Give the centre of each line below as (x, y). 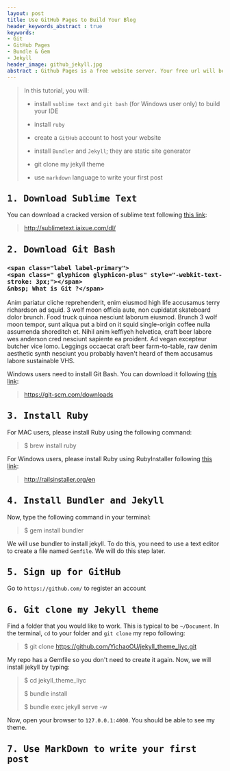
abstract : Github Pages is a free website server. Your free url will (111, 71)
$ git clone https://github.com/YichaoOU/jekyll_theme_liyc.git (110, 647)
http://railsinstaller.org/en (60, 479)
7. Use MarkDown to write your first (102, 749)
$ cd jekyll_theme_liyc (55, 681)
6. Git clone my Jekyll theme (83, 610)
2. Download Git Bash (61, 249)
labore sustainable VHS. (41, 361)
